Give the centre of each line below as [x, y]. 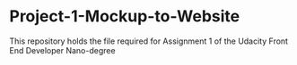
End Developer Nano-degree [62, 50]
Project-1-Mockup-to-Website [125, 16]
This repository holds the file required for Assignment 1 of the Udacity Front [149, 41]
